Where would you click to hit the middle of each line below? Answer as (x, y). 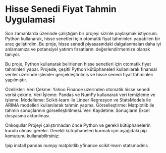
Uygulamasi (30, 20)
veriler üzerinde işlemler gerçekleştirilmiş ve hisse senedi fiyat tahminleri (79, 74)
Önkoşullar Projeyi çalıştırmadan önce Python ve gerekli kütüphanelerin (78, 125)
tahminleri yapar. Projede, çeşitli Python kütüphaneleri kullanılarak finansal (81, 69)
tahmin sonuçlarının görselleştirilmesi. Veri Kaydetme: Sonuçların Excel (78, 110)
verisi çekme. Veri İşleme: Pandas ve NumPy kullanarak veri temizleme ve (80, 95)
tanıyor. (13, 54)
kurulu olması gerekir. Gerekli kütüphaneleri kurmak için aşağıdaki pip (76, 130)
